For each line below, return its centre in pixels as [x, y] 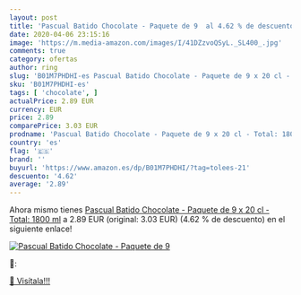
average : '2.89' [39, 185]
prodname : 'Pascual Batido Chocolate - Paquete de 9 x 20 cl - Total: [144, 134]
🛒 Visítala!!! [30, 281]
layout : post [34, 17]
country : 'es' [36, 143]
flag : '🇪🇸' [31, 151]
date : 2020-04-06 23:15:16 [60, 34]
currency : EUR [36, 109]
